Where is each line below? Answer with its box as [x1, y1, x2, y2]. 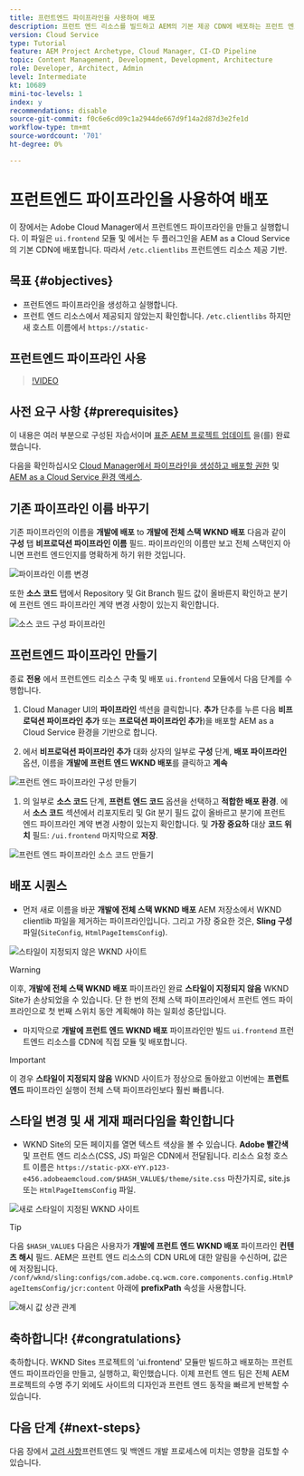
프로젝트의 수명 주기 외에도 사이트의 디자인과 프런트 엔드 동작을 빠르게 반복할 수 [9, 1380, 290, 1391]
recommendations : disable [9, 106, 107, 115]
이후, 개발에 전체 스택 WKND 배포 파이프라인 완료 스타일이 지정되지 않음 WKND [9, 982, 290, 993]
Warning [9, 963, 41, 975]
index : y [9, 97, 43, 107]
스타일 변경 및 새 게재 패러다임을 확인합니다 [9, 1113, 234, 1129]
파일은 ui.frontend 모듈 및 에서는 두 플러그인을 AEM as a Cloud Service [30, 232, 290, 243]
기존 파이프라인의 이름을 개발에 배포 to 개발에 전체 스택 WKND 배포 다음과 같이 [9, 526, 287, 537]
